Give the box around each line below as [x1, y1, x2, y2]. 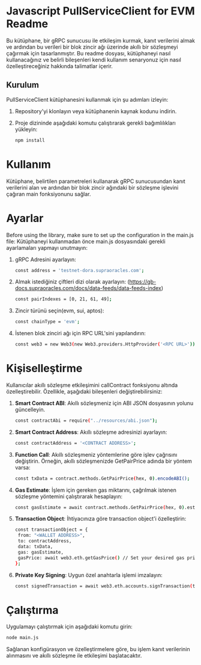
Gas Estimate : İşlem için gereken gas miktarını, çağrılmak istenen [14, 486, 177, 493]
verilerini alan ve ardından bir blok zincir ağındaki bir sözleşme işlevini [6, 184, 179, 191]
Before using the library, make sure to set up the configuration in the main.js [6, 231, 194, 238]
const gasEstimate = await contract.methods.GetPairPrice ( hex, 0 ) [14, 504, 185, 510]
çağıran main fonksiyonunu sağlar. [6, 190, 91, 197]
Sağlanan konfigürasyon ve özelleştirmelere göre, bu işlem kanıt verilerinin [6, 646, 190, 653]
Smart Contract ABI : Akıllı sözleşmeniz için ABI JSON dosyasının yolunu [14, 399, 194, 407]
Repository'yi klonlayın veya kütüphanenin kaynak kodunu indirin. [14, 107, 177, 115]
